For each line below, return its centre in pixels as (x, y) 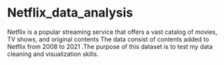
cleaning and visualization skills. (53, 54)
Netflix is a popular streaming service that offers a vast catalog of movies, (112, 32)
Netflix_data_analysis (70, 13)
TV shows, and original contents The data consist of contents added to (108, 39)
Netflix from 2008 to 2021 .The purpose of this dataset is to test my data (110, 46)
